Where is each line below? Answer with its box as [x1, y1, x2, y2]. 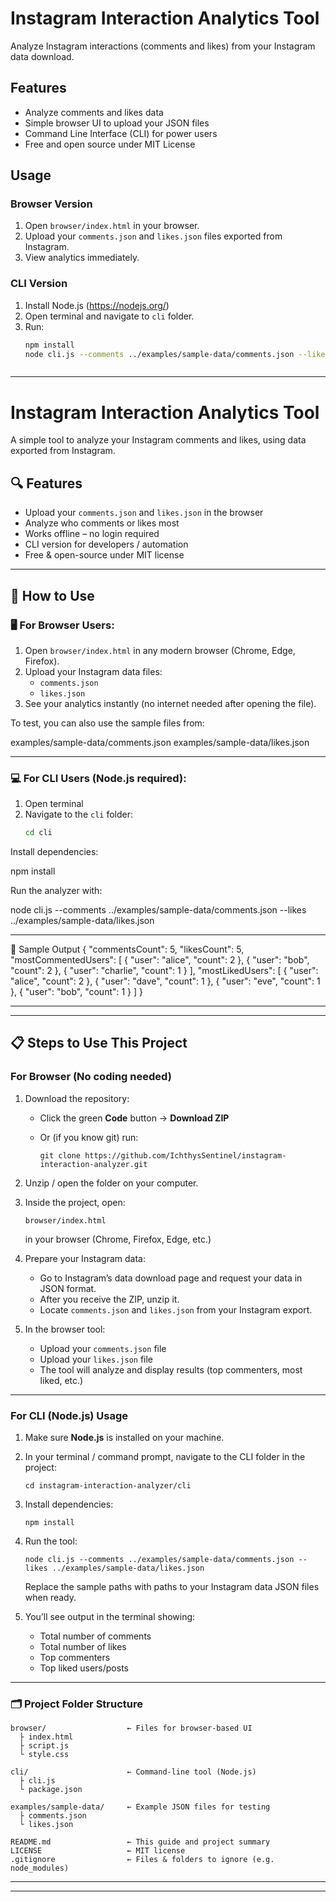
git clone [39, 1150, 82, 1161]
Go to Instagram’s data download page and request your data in [39, 1272, 303, 1284]
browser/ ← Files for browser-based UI [10, 1723, 253, 1734]
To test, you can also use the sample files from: [10, 717, 205, 729]
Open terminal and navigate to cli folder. [24, 310, 195, 322]
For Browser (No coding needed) [10, 1070, 172, 1084]
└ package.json [19, 1785, 83, 1795]
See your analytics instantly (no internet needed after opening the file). [24, 697, 317, 709]
